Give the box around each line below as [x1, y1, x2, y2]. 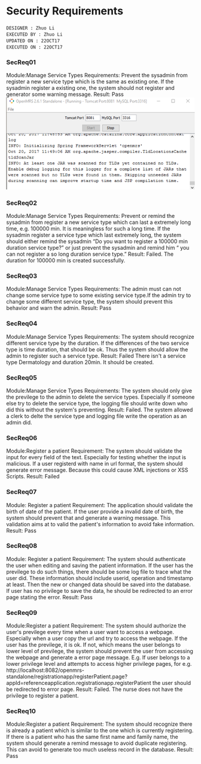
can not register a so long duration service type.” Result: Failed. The [6, 250, 174, 258]
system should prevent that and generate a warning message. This [6, 514, 171, 522]
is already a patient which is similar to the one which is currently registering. [6, 727, 194, 734]
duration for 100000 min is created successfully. [6, 257, 126, 264]
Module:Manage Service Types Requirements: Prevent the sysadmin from [6, 72, 188, 79]
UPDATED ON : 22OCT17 [6, 38, 60, 44]
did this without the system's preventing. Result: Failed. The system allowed [6, 406, 193, 413]
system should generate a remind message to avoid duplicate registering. [6, 739, 187, 747]
